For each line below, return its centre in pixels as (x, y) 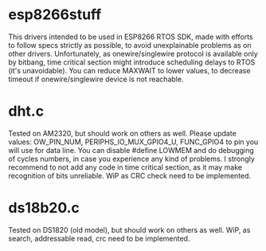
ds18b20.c (44, 208)
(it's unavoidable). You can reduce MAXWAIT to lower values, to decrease (129, 70)
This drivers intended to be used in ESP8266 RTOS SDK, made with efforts (131, 37)
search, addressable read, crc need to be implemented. (99, 238)
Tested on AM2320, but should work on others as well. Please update (122, 133)
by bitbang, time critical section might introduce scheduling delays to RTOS (132, 62)
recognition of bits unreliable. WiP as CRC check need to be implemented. (130, 175)
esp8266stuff (55, 15)
